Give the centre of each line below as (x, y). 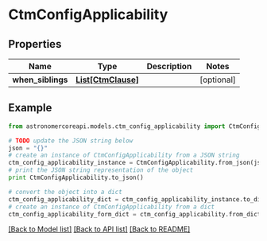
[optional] (218, 80)
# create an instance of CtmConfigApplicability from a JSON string (124, 155)
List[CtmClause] (107, 80)
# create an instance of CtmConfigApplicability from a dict (112, 207)
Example (30, 108)
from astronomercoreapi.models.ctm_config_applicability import (117, 126)
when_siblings (40, 80)
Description (169, 66)
